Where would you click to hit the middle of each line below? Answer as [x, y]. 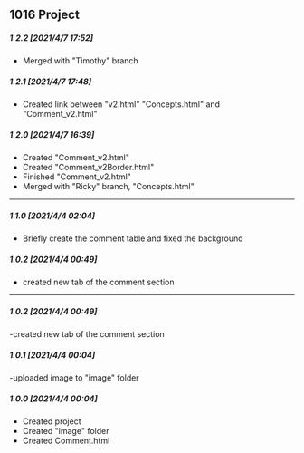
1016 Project [44, 15]
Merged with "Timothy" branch [80, 61]
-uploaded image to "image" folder [74, 378]
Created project [52, 421]
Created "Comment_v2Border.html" [88, 168]
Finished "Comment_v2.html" [76, 177]
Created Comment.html [66, 441]
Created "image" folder [66, 431]
